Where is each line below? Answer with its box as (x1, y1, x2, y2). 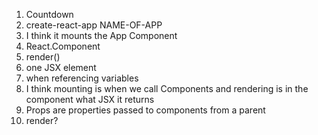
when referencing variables (25, 72, 139, 84)
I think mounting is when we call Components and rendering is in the (25, 83, 309, 94)
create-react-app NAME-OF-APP (25, 19, 163, 31)
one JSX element (25, 62, 97, 73)
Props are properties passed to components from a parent (25, 104, 266, 116)
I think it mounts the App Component (25, 30, 178, 41)
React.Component (25, 40, 101, 52)
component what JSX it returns (25, 94, 155, 105)
